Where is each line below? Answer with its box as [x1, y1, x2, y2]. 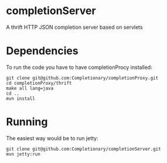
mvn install [6, 95, 35, 101]
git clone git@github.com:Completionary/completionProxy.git [6, 75, 159, 81]
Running [6, 115, 48, 129]
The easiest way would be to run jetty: [6, 134, 98, 142]
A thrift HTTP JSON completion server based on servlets [6, 24, 143, 31]
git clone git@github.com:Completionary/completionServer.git [6, 146, 161, 152]
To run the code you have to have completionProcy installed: [6, 64, 152, 71]
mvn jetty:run [6, 151, 41, 157]
